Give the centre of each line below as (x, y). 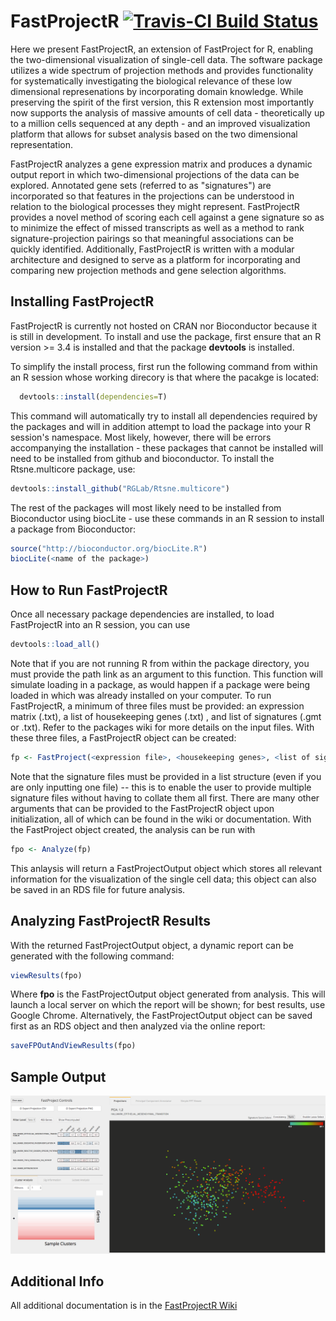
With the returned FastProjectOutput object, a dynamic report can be (152, 945)
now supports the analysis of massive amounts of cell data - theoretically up (167, 112)
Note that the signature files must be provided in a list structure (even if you (166, 776)
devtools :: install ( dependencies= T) (93, 396)
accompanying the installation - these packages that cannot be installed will (167, 447)
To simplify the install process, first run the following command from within (164, 366)
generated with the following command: (92, 956)
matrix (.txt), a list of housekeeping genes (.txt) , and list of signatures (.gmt (166, 716)
